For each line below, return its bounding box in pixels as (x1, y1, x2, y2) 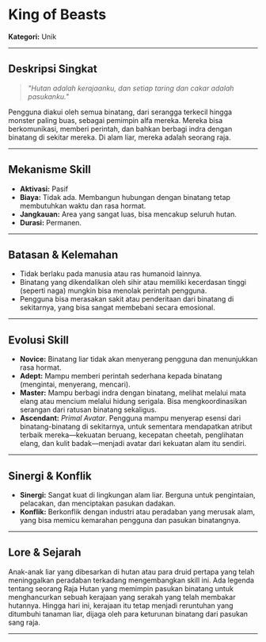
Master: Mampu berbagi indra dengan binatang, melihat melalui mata (19, 388, 247, 398)
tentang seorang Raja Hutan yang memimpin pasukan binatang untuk (8, 583, 234, 593)
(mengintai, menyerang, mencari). (19, 379, 131, 390)
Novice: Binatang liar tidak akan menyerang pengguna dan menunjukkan (19, 355, 258, 364)
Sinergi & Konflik (8, 469, 93, 482)
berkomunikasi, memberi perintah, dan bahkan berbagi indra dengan (8, 124, 233, 133)
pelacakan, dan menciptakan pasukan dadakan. (19, 498, 176, 508)
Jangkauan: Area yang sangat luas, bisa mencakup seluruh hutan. (19, 209, 237, 219)
